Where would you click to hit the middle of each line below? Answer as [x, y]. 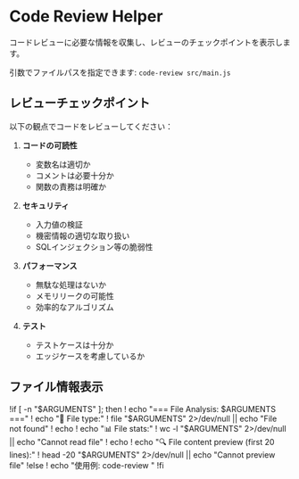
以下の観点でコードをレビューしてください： [91, 126]
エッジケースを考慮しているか [90, 356]
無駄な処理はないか [71, 285]
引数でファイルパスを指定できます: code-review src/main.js [120, 72]
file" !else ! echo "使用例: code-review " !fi [87, 465]
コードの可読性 [50, 145]
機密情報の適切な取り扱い [83, 235]
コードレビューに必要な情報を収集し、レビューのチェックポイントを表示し [146, 42]
